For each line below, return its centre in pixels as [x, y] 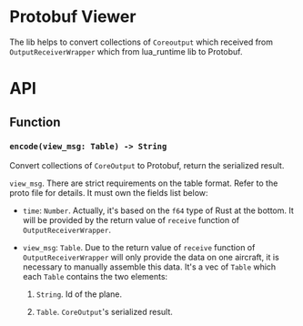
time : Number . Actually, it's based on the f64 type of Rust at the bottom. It [158, 210]
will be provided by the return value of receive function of [131, 219]
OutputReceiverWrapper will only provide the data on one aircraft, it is [151, 257]
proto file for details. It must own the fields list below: [109, 192]
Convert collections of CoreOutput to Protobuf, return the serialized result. [147, 165]
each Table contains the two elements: [95, 276]
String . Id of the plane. [79, 294]
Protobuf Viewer [73, 17]
